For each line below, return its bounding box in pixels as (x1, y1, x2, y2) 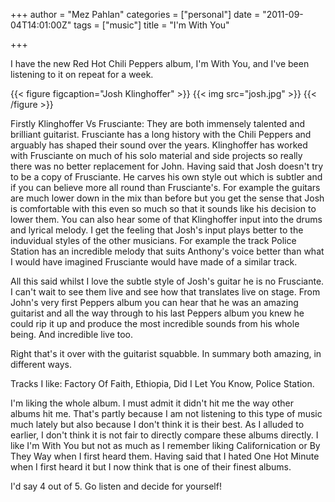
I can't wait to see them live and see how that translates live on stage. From (10, 286, 321, 298)
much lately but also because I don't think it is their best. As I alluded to (10, 419, 305, 430)
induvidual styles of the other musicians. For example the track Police (10, 235, 297, 246)
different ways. (10, 359, 72, 370)
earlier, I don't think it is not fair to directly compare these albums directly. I (10, 429, 319, 441)
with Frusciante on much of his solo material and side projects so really (10, 150, 303, 161)
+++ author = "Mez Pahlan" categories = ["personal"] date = (10, 9, 261, 20)
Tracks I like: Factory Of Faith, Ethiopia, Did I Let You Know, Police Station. (10, 378, 315, 389)
